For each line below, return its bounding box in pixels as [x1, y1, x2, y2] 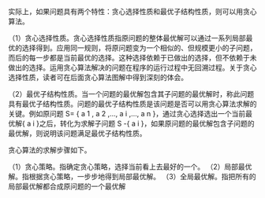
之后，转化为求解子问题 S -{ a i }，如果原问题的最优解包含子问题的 [39, 119, 255, 128]
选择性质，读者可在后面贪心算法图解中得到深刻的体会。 [8, 73, 188, 82]
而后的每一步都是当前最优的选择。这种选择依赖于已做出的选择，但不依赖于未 [8, 53, 257, 62]
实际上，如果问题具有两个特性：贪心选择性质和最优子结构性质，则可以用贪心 [8, 7, 257, 16]
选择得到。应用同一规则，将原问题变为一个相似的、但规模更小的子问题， [21, 43, 257, 53]
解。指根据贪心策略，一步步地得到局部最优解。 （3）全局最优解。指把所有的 [8, 172, 256, 181]
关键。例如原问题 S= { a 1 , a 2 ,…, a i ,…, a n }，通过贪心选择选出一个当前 [8, 109, 246, 118]
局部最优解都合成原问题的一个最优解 [8, 181, 126, 191]
